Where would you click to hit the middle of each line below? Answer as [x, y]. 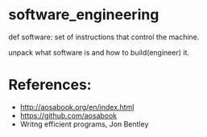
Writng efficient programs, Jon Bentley [84, 124]
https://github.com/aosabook [68, 115]
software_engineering [84, 15]
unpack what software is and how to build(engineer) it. [99, 52]
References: [50, 85]
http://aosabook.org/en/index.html [77, 107]
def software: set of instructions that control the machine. [104, 37]
